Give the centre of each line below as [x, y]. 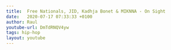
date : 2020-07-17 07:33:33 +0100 [49, 17]
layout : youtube [26, 38]
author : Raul [22, 22]
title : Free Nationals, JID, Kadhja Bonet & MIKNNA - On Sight [86, 11]
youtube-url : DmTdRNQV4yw [37, 27]
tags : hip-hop [23, 33]
